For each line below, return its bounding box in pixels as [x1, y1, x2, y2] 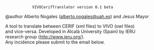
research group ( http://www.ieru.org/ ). [5, 34, 85, 39]
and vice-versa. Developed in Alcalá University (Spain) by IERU [5, 28, 135, 34]
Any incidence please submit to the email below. [5, 39, 105, 45]
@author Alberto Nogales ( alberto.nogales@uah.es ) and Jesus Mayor [5, 13, 149, 19]
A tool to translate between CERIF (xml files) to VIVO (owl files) [5, 23, 135, 29]
